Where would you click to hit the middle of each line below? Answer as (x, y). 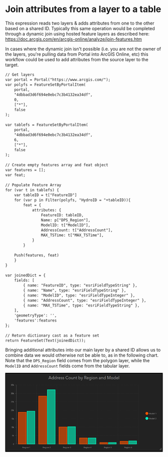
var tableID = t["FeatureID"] (46, 195)
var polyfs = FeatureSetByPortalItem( (45, 85)
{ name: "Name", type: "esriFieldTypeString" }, (75, 290)
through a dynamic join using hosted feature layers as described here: (77, 34)
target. (12, 65)
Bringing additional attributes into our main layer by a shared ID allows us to (83, 350)
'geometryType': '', (35, 315)
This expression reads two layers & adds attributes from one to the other (80, 23)
